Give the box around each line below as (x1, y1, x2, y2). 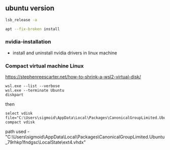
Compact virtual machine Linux (5, 62, 84, 69)
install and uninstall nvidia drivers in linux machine (12, 50, 117, 56)
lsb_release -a (5, 17, 37, 22)
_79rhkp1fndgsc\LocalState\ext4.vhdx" (5, 139, 86, 145)
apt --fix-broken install (5, 26, 60, 32)
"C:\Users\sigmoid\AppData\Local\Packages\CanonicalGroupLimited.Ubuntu (5, 134, 165, 140)
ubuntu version (5, 4, 55, 13)
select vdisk (5, 111, 33, 116)
